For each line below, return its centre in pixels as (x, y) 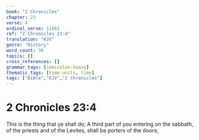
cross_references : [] (33, 61)
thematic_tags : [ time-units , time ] (50, 73)
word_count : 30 (25, 51)
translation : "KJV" (30, 39)
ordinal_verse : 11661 (33, 28)
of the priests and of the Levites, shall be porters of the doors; (83, 130)
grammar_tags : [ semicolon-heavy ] (48, 67)
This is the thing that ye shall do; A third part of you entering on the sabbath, (100, 124)
